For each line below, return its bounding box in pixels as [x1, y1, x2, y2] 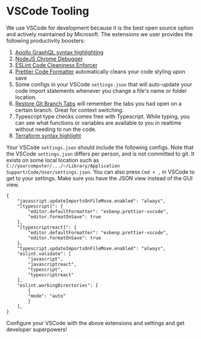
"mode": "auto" [28, 293, 66, 299]
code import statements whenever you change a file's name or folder [14, 87, 187, 94]
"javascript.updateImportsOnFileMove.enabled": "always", [17, 198, 166, 204]
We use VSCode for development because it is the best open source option [6, 24, 194, 31]
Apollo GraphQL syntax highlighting [14, 48, 104, 55]
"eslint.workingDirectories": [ [17, 282, 98, 288]
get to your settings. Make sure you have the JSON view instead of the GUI [6, 174, 193, 182]
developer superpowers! [6, 326, 68, 333]
